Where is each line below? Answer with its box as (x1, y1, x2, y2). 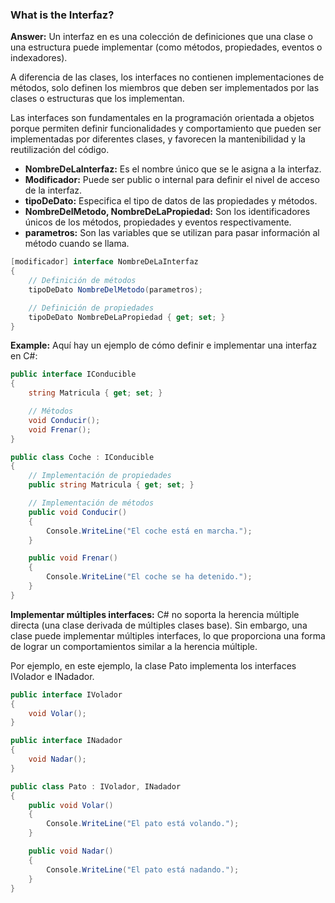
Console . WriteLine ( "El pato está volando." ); (46, 819, 240, 829)
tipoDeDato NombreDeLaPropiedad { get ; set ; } (28, 312, 226, 322)
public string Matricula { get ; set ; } (28, 480, 195, 490)
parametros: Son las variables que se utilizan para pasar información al (24, 227, 320, 239)
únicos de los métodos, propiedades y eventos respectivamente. (24, 216, 292, 228)
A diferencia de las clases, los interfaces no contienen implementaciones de (10, 71, 325, 83)
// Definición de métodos (28, 276, 137, 286)
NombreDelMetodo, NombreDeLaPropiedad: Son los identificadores (24, 206, 311, 218)
